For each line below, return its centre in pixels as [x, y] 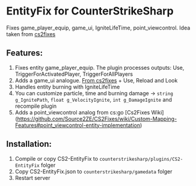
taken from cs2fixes [31, 34]
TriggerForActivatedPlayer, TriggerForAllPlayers [74, 74]
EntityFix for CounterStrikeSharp [90, 11]
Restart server [32, 178]
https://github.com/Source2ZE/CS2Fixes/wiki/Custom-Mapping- [97, 119]
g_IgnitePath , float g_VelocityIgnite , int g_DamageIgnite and [93, 99]
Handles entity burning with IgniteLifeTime [67, 87]
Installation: [29, 144]
